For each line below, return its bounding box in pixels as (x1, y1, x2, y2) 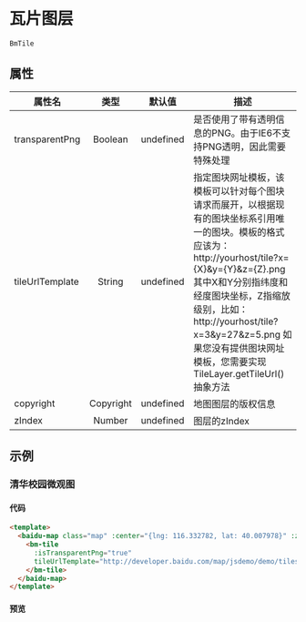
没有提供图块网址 (211, 342, 285, 354)
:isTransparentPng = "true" (33, 548, 132, 557)
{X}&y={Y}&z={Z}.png (193, 262, 286, 275)
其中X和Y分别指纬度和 (193, 275, 289, 288)
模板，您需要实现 (193, 355, 267, 368)
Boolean (92, 133, 129, 146)
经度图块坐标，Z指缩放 (193, 289, 291, 301)
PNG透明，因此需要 (202, 140, 287, 153)
